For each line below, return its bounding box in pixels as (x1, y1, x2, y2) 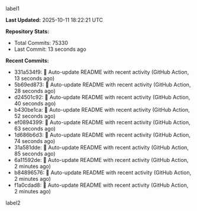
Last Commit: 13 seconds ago (14, 46, 86, 53)
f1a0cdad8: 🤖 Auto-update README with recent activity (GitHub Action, (14, 181, 189, 189)
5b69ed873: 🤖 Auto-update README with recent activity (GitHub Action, (14, 81, 191, 88)
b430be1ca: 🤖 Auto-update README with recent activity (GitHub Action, (14, 106, 190, 113)
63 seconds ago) (14, 125, 56, 132)
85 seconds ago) (14, 150, 56, 157)
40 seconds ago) (14, 100, 56, 107)
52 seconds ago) (14, 112, 56, 119)
